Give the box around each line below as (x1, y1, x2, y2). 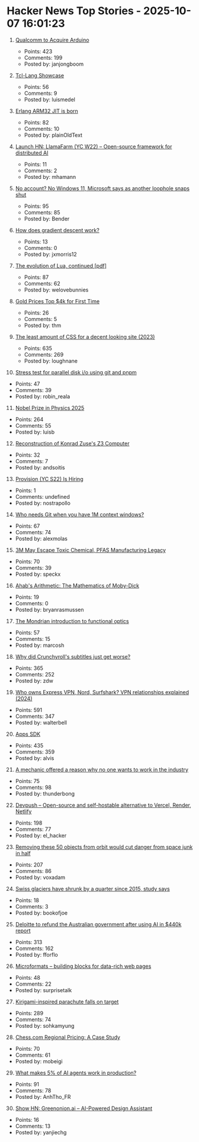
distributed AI (15, 149, 49, 156)
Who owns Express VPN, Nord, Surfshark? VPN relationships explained (15, 688, 189, 695)
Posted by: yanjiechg (15, 1128, 67, 1135)
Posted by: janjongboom (24, 60, 84, 68)
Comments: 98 (15, 784, 52, 791)
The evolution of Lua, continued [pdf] (15, 262, 107, 269)
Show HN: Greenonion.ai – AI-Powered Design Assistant (15, 1105, 153, 1112)
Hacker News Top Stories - (7, 4, 142, 18)
